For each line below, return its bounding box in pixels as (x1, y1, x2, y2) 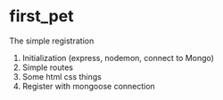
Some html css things (21, 71, 103, 81)
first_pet (9, 6, 74, 27)
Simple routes (21, 62, 74, 73)
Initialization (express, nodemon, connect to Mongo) (21, 52, 214, 63)
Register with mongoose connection (21, 81, 156, 91)
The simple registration (9, 35, 95, 46)
